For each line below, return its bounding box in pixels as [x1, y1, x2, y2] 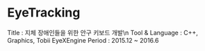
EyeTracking [7, 5, 81, 21]
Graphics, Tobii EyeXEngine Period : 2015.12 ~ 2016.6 [7, 36, 159, 44]
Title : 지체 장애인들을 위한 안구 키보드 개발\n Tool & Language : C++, [7, 28, 198, 37]
